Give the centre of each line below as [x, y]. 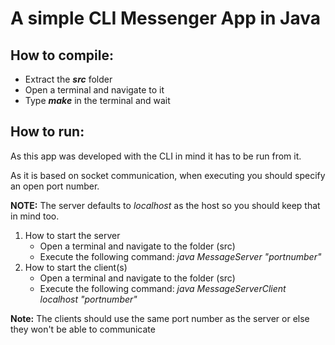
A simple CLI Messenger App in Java [165, 18]
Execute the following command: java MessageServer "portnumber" [180, 256]
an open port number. [55, 186]
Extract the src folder [68, 79]
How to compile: [62, 55]
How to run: [47, 132]
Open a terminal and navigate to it [94, 90]
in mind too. [35, 216]
